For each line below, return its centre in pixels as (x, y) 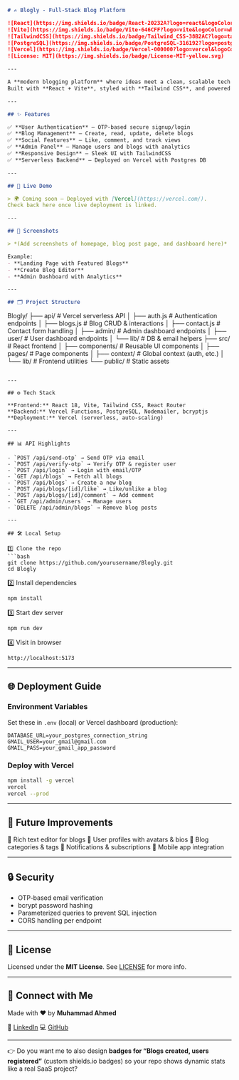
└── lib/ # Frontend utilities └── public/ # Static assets (88, 361)
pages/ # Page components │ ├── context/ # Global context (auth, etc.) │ (116, 354)
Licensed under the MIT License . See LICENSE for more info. (97, 966)
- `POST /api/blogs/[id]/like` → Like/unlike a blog (87, 489)
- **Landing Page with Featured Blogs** (68, 263)
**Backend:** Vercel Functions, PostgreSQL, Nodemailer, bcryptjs (108, 412)
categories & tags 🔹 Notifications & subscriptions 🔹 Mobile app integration (116, 847)
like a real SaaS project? (43, 1069)
